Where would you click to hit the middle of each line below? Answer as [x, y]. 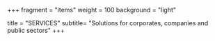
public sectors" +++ [36, 30]
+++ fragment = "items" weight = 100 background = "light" [91, 10]
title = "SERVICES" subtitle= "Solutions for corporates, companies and [108, 23]
